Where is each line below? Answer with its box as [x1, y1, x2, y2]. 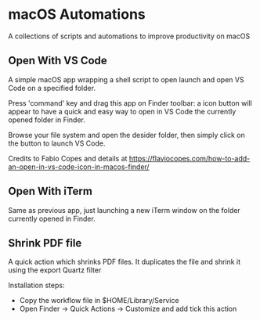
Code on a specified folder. [8, 83, 96, 92]
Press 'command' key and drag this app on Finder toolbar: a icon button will [8, 98, 252, 107]
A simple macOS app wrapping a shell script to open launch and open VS [8, 74, 244, 84]
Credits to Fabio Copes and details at [8, 153, 128, 163]
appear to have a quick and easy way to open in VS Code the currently [8, 106, 237, 116]
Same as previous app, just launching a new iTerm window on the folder [8, 205, 240, 215]
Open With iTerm [8, 185, 92, 198]
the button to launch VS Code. [8, 139, 106, 148]
